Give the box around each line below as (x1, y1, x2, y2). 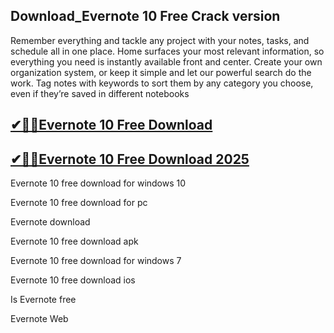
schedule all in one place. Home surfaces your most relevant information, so (10, 45, 325, 57)
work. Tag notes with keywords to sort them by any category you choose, (10, 77, 314, 89)
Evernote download (10, 216, 91, 228)
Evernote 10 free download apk (10, 235, 139, 248)
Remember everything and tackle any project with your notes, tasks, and (10, 34, 310, 46)
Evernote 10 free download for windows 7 (10, 255, 182, 267)
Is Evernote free (10, 294, 77, 306)
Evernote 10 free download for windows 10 (10, 177, 187, 189)
